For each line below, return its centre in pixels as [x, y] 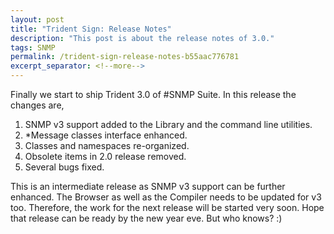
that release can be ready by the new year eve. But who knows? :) [146, 218]
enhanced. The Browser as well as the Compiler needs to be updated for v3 [166, 197]
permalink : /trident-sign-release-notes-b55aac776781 [125, 57]
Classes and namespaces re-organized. [107, 145]
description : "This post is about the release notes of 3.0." [142, 38]
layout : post [37, 19]
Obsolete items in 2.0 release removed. [105, 156]
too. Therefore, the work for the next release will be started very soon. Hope [167, 207]
